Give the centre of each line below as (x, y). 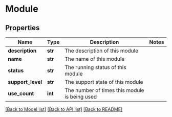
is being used (81, 97)
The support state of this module (104, 82)
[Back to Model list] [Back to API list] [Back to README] (64, 109)
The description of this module (102, 51)
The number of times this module (104, 90)
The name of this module (95, 59)
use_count (21, 93)
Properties (23, 28)
